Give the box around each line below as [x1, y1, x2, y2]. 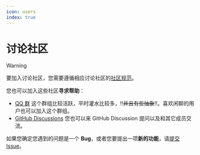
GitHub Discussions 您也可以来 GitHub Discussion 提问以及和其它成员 [14, 115, 187, 122]
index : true [6, 14, 36, 20]
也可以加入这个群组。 [20, 107, 73, 114]
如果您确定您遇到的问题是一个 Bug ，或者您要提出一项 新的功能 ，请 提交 [6, 135, 180, 142]
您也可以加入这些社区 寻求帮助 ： [6, 87, 85, 95]
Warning [6, 62, 27, 69]
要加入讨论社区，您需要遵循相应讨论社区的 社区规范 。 [6, 74, 137, 81]
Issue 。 [6, 142, 25, 150]
